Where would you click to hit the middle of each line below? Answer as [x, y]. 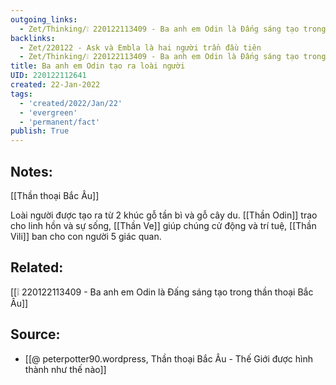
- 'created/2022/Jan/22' [71, 103]
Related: [37, 267]
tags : [21, 94]
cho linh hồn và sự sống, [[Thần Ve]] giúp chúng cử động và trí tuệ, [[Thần [163, 225]
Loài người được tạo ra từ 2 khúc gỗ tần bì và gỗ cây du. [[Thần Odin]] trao [164, 215]
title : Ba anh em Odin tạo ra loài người [98, 66]
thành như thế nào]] [65, 369]
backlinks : [33, 38]
